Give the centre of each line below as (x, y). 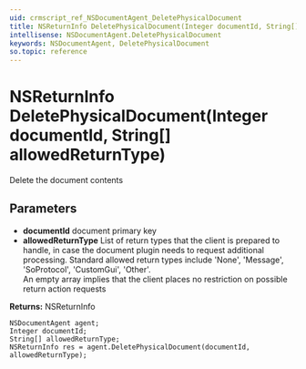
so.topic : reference (49, 52)
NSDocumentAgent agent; (55, 323)
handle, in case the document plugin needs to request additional (143, 250)
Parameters (43, 209)
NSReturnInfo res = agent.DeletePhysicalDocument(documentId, (130, 347)
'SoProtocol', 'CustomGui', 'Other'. (87, 269)
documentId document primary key (90, 231)
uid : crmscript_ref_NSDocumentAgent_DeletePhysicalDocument (126, 18)
